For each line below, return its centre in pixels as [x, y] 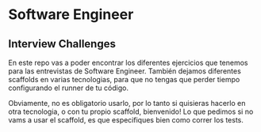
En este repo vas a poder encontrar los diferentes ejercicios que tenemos [128, 62]
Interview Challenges [62, 44]
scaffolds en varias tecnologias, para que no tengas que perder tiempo [124, 79]
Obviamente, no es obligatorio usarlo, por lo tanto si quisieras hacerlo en [127, 103]
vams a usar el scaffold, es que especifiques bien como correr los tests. [126, 120]
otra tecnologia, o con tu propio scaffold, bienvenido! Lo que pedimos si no [131, 111]
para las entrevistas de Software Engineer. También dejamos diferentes [125, 71]
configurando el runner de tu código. [69, 88]
